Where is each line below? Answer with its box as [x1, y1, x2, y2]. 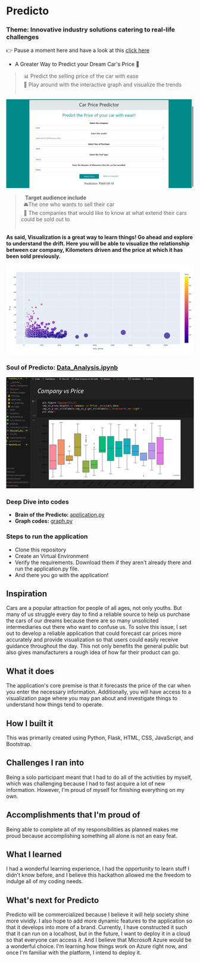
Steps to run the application [6, 532, 88, 541]
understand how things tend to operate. [6, 701, 104, 708]
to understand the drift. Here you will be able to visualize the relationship [6, 240, 190, 247]
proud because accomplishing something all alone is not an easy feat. [6, 832, 177, 839]
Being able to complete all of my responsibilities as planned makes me [6, 825, 179, 833]
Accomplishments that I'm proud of [6, 810, 140, 820]
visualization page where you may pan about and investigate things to [6, 695, 177, 702]
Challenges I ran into [6, 758, 85, 768]
